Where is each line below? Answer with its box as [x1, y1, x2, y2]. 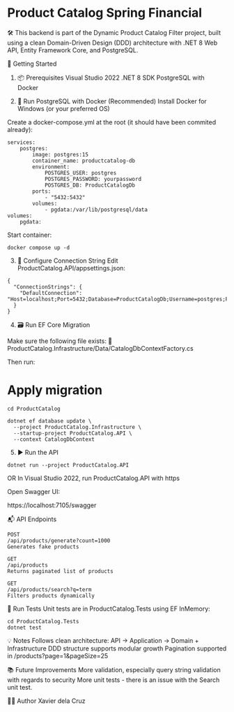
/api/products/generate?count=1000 [7, 537, 111, 544]
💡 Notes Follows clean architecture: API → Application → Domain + [7, 636, 199, 644]
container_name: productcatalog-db [32, 157, 136, 164]
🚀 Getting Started [7, 59, 57, 68]
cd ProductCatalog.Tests [7, 618, 79, 625]
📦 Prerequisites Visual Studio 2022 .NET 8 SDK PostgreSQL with [17, 73, 205, 82]
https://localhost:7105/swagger [7, 501, 97, 509]
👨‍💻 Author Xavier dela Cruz [7, 697, 86, 705]
